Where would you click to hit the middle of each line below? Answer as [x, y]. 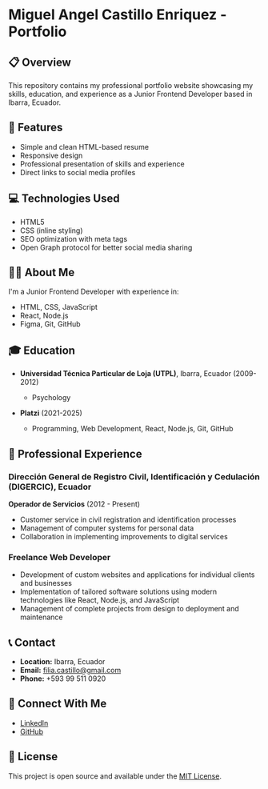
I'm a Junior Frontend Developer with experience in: [94, 292]
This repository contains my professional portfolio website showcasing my [131, 85]
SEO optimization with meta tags [74, 238]
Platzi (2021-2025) [51, 413]
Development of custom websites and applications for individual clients [137, 575]
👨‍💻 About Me [42, 272]
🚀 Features [36, 128]
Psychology [51, 398]
